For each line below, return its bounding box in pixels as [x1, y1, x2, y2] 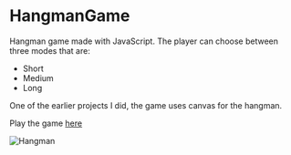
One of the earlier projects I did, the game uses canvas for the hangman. [9, 99, 283, 110]
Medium [22, 72, 55, 83]
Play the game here [9, 118, 83, 129]
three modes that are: [9, 45, 91, 56]
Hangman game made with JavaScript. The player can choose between [9, 36, 278, 46]
